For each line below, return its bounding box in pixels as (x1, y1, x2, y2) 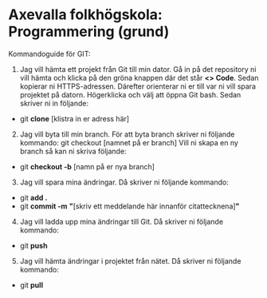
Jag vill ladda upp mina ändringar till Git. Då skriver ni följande (19, 217, 224, 226)
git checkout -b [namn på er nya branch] (19, 161, 155, 171)
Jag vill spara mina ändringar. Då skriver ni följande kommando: (19, 177, 230, 187)
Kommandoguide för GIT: (8, 49, 91, 58)
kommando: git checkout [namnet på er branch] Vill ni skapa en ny (19, 137, 239, 147)
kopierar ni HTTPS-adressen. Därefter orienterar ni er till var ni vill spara (19, 81, 257, 91)
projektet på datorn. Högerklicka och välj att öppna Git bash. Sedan (19, 89, 241, 99)
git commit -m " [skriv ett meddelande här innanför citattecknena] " (19, 201, 240, 211)
